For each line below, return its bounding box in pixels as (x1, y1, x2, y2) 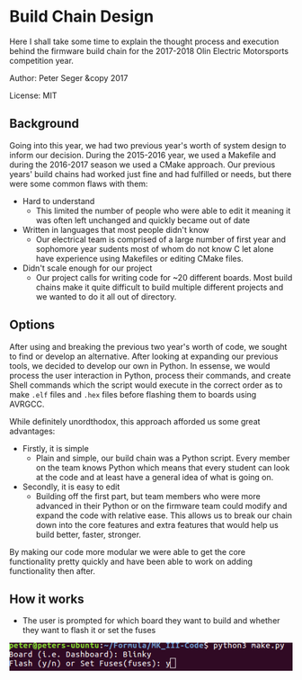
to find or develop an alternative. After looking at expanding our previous (9, 351, 279, 362)
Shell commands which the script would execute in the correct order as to (9, 380, 283, 390)
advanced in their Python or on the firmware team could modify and (35, 500, 288, 511)
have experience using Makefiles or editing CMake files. (35, 253, 244, 264)
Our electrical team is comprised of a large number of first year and (35, 234, 286, 245)
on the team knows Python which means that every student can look (35, 461, 290, 473)
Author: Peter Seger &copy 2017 (9, 72, 129, 83)
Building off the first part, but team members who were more (35, 490, 261, 501)
